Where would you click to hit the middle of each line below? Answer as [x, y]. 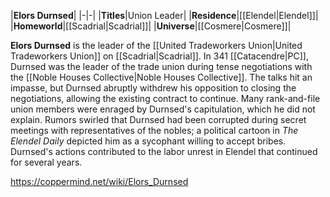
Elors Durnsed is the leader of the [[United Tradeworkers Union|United [156, 45]
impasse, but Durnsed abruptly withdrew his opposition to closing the [153, 88]
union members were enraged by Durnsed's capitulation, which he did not [163, 109]
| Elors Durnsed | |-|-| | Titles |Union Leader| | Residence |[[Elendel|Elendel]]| [164, 15]
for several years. [46, 162]
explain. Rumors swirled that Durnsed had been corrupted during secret [158, 119]
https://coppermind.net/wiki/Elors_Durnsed [99, 181]
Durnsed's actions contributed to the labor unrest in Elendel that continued [164, 151]
